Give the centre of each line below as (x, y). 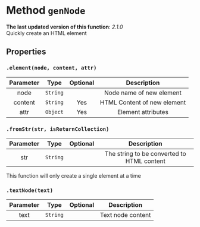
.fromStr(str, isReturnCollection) (58, 129)
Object (54, 112)
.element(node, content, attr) (51, 68)
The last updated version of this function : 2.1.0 (65, 27)
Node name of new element (143, 93)
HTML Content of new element (143, 102)
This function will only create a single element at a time (74, 175)
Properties (26, 52)
